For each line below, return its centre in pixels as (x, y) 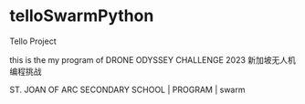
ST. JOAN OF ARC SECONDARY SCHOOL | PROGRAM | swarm (127, 89)
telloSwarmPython (82, 16)
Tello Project (33, 41)
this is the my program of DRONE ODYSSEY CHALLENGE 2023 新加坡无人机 (153, 59)
